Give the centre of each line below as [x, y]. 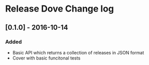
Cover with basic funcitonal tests [46, 58]
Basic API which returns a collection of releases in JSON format [78, 52]
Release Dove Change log [60, 9]
